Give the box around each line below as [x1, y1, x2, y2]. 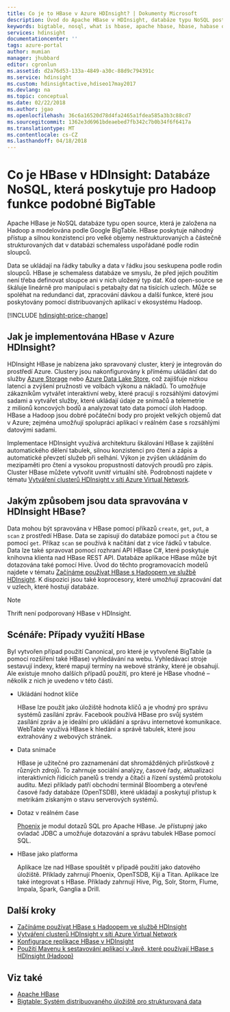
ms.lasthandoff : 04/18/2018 [7, 138, 88, 145]
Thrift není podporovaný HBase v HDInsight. [7, 609, 132, 617]
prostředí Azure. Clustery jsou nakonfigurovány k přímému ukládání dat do [7, 367, 217, 375]
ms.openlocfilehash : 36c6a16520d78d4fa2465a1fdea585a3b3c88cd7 [7, 112, 192, 119]
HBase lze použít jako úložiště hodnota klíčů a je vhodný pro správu [16, 703, 208, 711]
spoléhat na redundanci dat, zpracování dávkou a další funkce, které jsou [7, 291, 214, 299]
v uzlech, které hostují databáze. [7, 583, 99, 591]
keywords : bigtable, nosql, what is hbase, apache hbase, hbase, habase [7, 23, 219, 30]
